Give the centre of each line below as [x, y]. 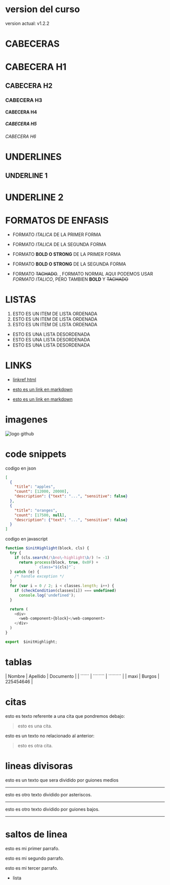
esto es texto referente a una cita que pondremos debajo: [65, 716]
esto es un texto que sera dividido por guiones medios [62, 780]
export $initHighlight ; [31, 642]
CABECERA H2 [29, 85]
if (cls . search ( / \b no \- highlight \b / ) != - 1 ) [62, 557]
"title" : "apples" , [35, 487]
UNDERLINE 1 [27, 176]
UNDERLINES [33, 157]
